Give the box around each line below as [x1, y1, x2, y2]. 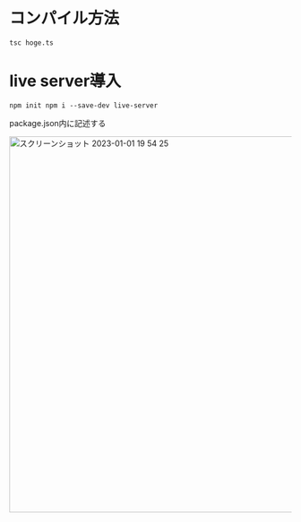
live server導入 [9, 71, 122, 91]
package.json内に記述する [9, 117, 107, 128]
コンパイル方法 [9, 8, 120, 29]
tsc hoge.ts [9, 38, 54, 47]
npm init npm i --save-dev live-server [9, 100, 159, 110]
